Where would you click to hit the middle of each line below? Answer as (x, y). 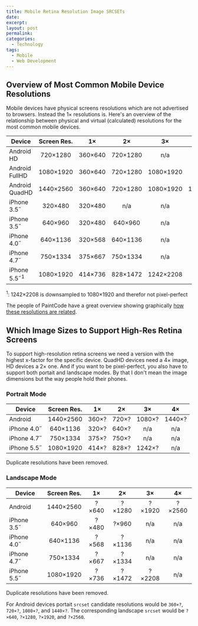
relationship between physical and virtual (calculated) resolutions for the (94, 121)
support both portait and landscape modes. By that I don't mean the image (97, 373)
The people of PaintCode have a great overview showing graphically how (95, 306)
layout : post (22, 28)
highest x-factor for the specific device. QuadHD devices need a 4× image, (97, 360)
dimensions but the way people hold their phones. (67, 379)
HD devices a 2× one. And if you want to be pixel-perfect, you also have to (97, 367)
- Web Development (34, 61)
